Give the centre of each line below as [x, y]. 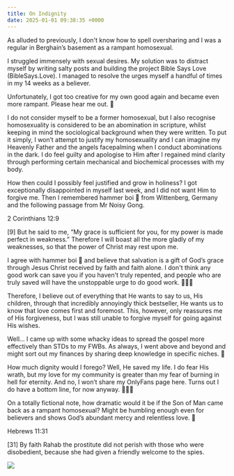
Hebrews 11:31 [28, 431]
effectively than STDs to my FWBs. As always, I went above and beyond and [117, 346]
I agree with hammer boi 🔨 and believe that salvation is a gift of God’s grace [116, 260]
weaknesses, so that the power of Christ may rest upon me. [93, 246]
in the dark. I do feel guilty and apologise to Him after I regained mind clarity [116, 154]
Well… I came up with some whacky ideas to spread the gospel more [106, 339]
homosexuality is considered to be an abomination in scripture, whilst [107, 125]
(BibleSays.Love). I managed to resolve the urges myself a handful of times [115, 76]
